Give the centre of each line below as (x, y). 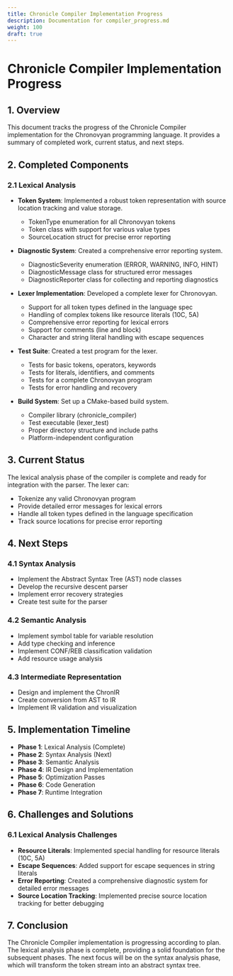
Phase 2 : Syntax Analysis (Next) (64, 754)
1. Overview (34, 110)
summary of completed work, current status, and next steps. (96, 142)
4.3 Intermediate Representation (64, 677)
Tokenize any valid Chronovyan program (76, 498)
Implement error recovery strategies (70, 594)
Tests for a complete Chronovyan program (90, 380)
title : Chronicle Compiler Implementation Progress (85, 14)
